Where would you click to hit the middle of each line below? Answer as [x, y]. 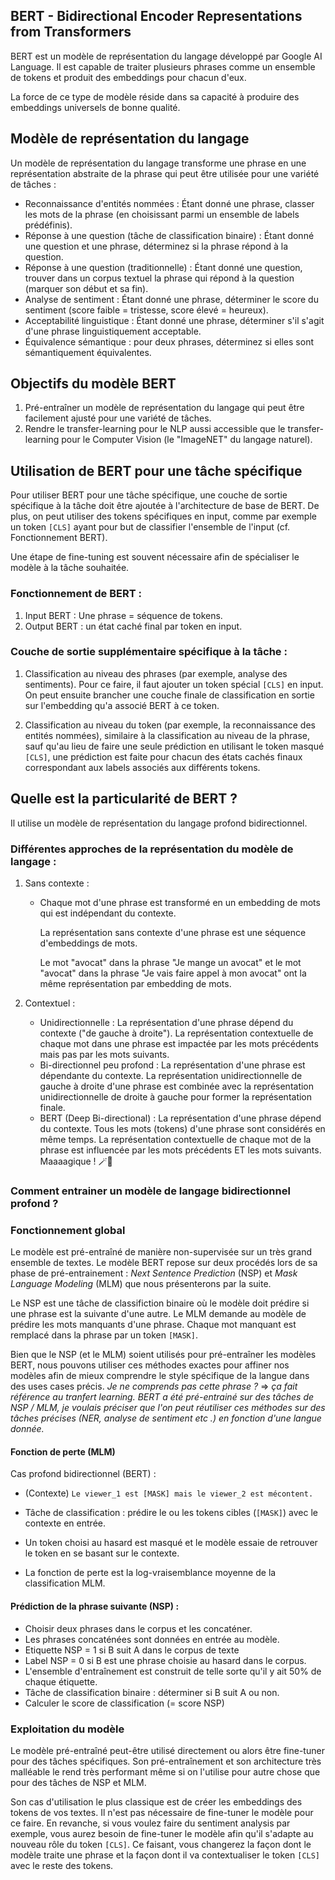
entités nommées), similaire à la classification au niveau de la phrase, [167, 735]
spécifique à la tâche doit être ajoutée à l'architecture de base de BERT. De [165, 506]
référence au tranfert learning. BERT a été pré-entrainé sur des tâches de [162, 1397]
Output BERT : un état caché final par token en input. [133, 626]
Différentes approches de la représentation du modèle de [152, 849]
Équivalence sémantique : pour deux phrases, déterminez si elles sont [169, 341]
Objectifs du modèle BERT [93, 384]
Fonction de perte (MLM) [63, 1451]
